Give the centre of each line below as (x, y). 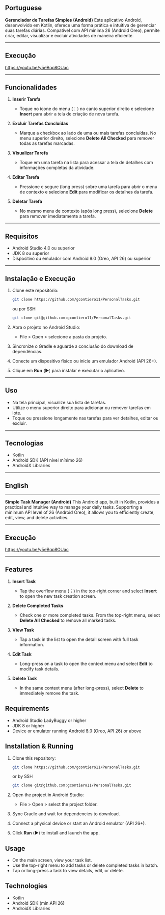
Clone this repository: (34, 758)
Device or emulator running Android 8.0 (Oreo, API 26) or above (77, 731)
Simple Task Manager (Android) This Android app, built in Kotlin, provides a (82, 502)
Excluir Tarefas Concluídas (40, 124)
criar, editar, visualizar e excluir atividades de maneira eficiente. (69, 35)
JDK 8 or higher (28, 725)
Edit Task (22, 654)
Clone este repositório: (35, 291)
